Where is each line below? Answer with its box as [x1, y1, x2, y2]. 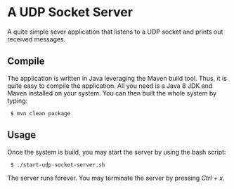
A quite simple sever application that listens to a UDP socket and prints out [7, 27, 223, 36]
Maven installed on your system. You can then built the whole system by [7, 89, 216, 97]
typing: [7, 96, 28, 105]
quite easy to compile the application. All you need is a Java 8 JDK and [7, 82, 213, 90]
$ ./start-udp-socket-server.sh [10, 161, 105, 169]
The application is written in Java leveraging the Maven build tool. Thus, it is [7, 74, 227, 82]
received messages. [7, 34, 66, 43]
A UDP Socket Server [7, 4, 134, 20]
